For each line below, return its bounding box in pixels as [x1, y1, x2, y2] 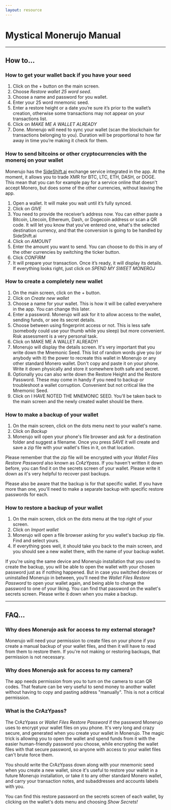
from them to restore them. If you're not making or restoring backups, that [5, 648, 160, 655]
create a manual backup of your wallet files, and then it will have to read [5, 643, 156, 649]
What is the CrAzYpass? [5, 707, 67, 714]
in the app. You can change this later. [12, 305, 91, 312]
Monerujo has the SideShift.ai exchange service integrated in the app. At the [5, 168, 165, 174]
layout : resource [5, 7, 42, 13]
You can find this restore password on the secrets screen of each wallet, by [5, 793, 164, 799]
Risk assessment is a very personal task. [12, 333, 98, 339]
